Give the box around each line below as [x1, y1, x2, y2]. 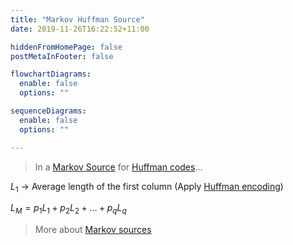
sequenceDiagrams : [10, 106, 87, 116]
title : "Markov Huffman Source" [10, 14, 145, 25]
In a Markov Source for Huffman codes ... [34, 161, 203, 173]
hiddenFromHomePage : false [10, 42, 123, 52]
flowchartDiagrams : [10, 69, 92, 80]
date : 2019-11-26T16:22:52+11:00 [10, 24, 150, 34]
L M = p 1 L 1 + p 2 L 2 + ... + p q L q [10, 202, 127, 216]
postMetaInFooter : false [10, 51, 114, 61]
